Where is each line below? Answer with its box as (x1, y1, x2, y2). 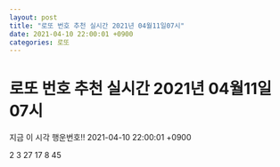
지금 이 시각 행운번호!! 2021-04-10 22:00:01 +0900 (9, 132, 192, 143)
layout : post (9, 12, 58, 22)
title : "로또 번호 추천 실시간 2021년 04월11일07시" (9, 21, 185, 30)
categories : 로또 (9, 37, 70, 47)
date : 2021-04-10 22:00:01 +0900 (9, 29, 134, 38)
